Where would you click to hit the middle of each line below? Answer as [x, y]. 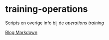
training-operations [47, 9]
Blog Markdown [21, 32]
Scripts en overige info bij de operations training [55, 23]
